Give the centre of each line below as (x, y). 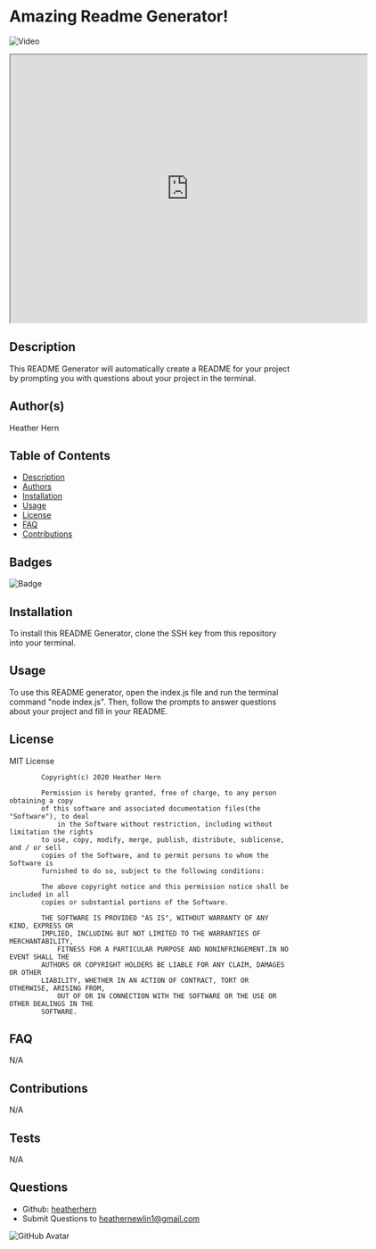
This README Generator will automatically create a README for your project (150, 369)
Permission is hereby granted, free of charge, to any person (159, 793)
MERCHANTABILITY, (41, 941)
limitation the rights (51, 832)
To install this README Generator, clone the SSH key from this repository (143, 633)
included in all (39, 895)
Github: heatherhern (59, 1209)
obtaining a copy (41, 801)
